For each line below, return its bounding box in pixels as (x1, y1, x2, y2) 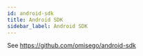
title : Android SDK (7, 16, 64, 23)
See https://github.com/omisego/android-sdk (7, 42, 137, 50)
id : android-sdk (7, 10, 54, 17)
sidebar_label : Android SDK (7, 23, 88, 29)
